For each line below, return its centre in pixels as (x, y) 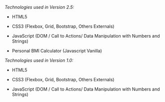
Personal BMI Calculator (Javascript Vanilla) (57, 51)
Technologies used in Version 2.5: (39, 7)
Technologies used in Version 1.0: (39, 60)
